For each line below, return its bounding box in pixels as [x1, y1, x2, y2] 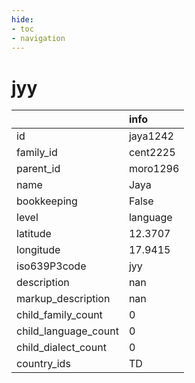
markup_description [16, 292, 111, 306]
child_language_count [16, 324, 119, 338]
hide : [11, 14, 34, 25]
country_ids [16, 357, 71, 371]
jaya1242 [128, 129, 174, 143]
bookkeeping [16, 194, 78, 208]
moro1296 [128, 162, 180, 176]
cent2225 [128, 146, 176, 160]
